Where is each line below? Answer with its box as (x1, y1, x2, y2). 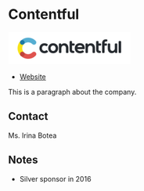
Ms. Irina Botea (8, 131, 57, 140)
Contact (8, 110, 49, 123)
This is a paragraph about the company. (8, 87, 137, 96)
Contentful (8, 5, 80, 23)
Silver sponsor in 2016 (19, 174, 92, 183)
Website (19, 72, 47, 81)
